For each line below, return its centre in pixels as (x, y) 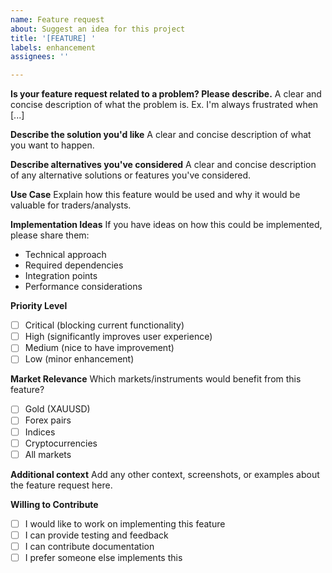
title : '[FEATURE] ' (53, 38)
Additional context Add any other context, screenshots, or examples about (165, 474)
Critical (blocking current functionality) (104, 325)
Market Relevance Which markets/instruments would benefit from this (156, 379)
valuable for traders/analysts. (71, 205)
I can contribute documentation (89, 546)
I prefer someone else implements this (103, 557)
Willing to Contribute (54, 504)
